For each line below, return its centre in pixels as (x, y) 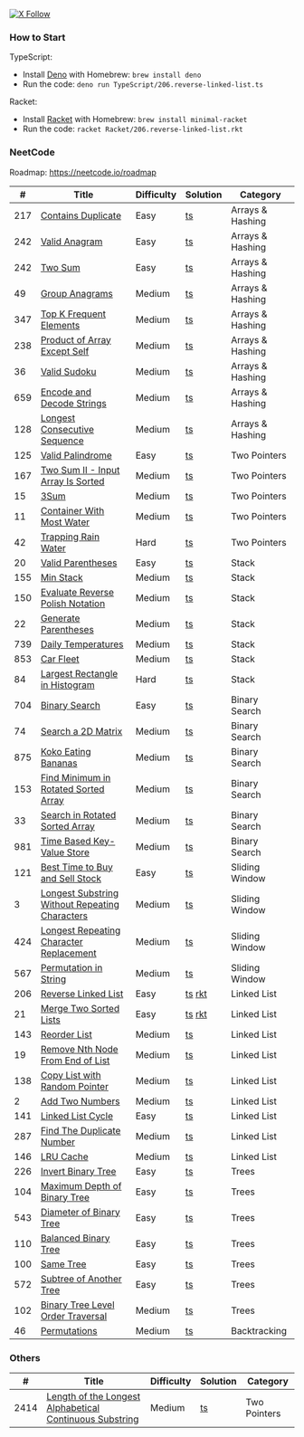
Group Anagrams (76, 293)
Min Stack (62, 577)
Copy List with (71, 1075)
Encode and (66, 392)
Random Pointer (74, 1086)
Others (25, 1357)
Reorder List (66, 1034)
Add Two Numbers (80, 1101)
